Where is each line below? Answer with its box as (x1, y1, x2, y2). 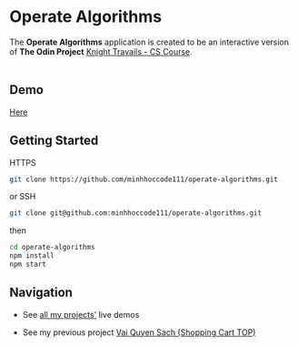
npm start (9, 260, 47, 270)
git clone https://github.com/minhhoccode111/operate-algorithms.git (9, 175, 279, 184)
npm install (9, 251, 55, 260)
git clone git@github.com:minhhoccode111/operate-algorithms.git (9, 209, 262, 218)
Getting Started (9, 133, 99, 148)
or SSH (9, 191, 36, 202)
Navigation (9, 285, 73, 301)
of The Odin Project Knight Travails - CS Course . (9, 46, 193, 56)
